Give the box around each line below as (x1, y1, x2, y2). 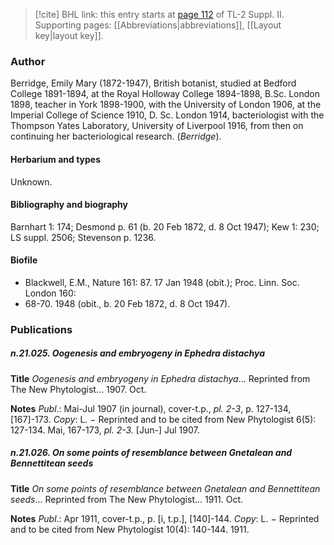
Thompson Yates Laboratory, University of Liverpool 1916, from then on (10, 120, 304, 132)
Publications (10, 322, 73, 336)
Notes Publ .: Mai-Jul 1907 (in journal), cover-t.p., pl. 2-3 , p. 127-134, (10, 402, 292, 414)
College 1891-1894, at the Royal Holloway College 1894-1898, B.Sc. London (10, 88, 320, 100)
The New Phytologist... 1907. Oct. (10, 383, 147, 395)
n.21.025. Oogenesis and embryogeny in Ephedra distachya (10, 347, 266, 359)
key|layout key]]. (34, 30, 104, 41)
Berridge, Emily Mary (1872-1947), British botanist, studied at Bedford (10, 77, 297, 89)
